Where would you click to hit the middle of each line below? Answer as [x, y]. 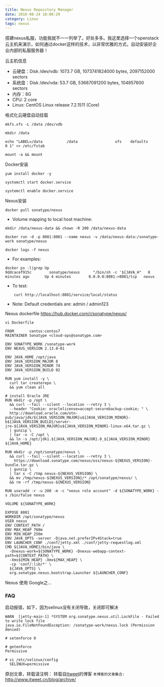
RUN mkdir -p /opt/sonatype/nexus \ [42, 452]
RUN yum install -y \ [27, 379]
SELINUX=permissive [29, 664]
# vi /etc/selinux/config [31, 660]
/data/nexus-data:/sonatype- [129, 237]
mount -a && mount [24, 155]
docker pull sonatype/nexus [34, 210]
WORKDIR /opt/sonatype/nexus [35, 517]
